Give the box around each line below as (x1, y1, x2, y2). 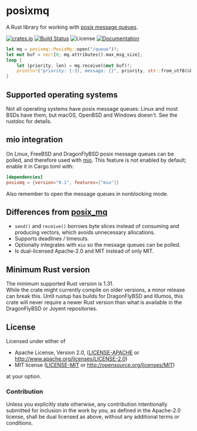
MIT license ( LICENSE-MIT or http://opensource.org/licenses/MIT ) (14, 362, 175, 368)
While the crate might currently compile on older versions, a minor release (6, 286, 185, 294)
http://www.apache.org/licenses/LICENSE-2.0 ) (14, 355, 128, 362)
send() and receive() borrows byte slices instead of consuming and (14, 223, 179, 230)
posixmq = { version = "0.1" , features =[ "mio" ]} (6, 179, 119, 185)
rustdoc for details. (6, 118, 52, 124)
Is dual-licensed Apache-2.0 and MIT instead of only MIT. (14, 247, 154, 254)
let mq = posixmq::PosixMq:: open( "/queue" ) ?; (6, 46, 119, 52)
